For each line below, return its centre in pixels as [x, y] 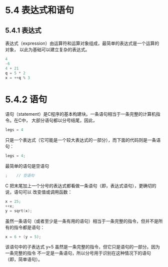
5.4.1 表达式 [23, 30]
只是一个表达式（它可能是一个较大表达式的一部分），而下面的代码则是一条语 [83, 140]
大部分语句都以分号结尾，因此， [64, 120]
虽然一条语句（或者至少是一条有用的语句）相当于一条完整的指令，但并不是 [82, 221]
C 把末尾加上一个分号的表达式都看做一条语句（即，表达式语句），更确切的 [81, 185]
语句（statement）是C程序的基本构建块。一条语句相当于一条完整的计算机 [81, 114]
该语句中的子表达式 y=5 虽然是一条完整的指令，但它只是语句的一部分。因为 [82, 247]
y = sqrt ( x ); [19, 211]
